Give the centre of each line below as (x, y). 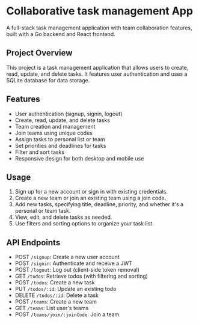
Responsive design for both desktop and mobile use (79, 158)
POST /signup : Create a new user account (67, 257)
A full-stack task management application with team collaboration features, (99, 28)
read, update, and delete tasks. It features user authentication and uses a (97, 74)
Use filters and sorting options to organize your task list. (84, 224)
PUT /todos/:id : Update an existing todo (66, 289)
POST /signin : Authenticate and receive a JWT (73, 263)
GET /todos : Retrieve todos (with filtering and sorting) (81, 276)
